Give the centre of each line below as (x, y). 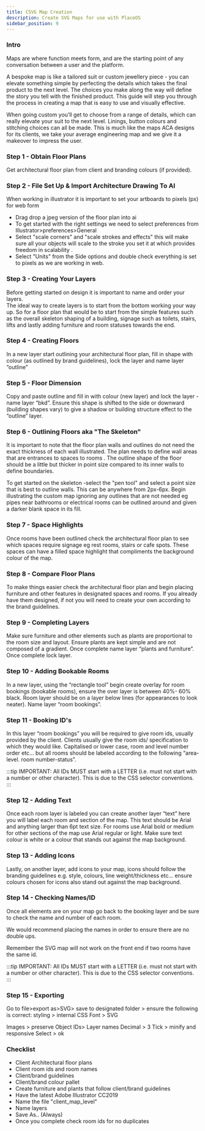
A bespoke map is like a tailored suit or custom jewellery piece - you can (98, 77)
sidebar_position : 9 (33, 23)
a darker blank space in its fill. (44, 509)
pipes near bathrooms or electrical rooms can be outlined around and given (102, 503)
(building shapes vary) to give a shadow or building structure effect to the (99, 409)
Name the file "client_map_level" (56, 1102)
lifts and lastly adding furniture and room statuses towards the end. (91, 325)
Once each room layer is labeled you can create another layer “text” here (98, 813)
